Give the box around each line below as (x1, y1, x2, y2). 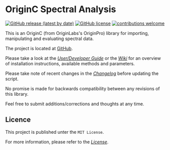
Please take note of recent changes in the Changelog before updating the (5, 70, 159, 77)
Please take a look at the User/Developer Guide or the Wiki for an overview (5, 55, 161, 61)
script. (5, 76, 19, 82)
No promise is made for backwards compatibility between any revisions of (5, 85, 160, 92)
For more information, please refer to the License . (5, 138, 109, 145)
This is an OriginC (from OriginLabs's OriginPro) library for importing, (5, 30, 149, 36)
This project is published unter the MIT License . (5, 129, 104, 135)
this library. (5, 91, 29, 97)
